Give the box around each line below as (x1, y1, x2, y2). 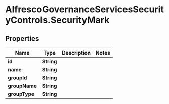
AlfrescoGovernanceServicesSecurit (5, 4, 164, 15)
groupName (8, 82, 37, 89)
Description (62, 49, 91, 56)
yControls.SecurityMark (5, 14, 110, 26)
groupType (8, 91, 34, 97)
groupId (8, 74, 27, 81)
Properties (5, 34, 39, 43)
